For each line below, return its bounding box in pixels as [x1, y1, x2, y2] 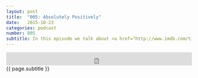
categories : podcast [6, 25, 57, 31]
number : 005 [6, 30, 35, 36]
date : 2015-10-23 [6, 19, 54, 25]
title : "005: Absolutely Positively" [6, 14, 101, 20]
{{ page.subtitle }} [6, 65, 50, 72]
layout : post [6, 8, 38, 15]
